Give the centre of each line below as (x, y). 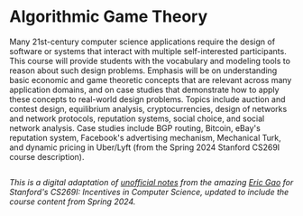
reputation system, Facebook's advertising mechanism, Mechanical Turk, (145, 137)
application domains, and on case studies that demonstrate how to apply (144, 89)
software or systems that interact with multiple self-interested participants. (148, 51)
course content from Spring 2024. (73, 202)
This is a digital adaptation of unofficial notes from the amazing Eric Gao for (151, 182)
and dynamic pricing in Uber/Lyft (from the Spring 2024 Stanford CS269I (145, 147)
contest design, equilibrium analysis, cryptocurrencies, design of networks (148, 108)
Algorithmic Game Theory (109, 17)
